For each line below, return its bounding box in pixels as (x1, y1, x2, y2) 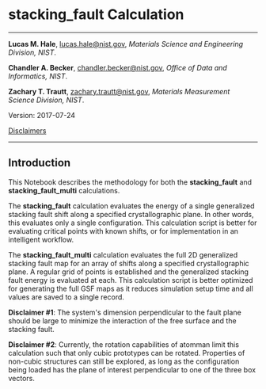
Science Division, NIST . (8, 95, 85, 105)
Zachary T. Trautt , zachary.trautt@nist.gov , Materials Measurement (8, 86, 230, 96)
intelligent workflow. (8, 235, 74, 244)
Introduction (8, 156, 71, 170)
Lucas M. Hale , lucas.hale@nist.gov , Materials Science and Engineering (8, 39, 244, 48)
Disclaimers (8, 125, 47, 135)
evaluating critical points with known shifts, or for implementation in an (8, 226, 239, 235)
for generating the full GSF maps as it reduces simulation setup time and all (8, 284, 253, 293)
